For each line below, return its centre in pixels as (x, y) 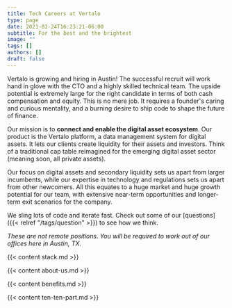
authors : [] (24, 53)
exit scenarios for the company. (67, 202)
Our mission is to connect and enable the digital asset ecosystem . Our (110, 129)
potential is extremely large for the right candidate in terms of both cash (110, 93)
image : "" (22, 40)
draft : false (26, 59)
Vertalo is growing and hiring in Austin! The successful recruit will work (109, 79)
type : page (23, 20)
